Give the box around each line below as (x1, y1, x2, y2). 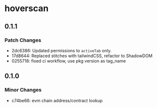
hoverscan (4, 3, 49, 14)
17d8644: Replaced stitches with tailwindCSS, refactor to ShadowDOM (11, 53, 153, 59)
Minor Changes (4, 87, 42, 93)
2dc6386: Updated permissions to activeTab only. (11, 47, 112, 53)
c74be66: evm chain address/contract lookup (11, 97, 103, 103)
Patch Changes (4, 37, 42, 44)
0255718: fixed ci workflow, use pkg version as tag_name (11, 58, 126, 63)
